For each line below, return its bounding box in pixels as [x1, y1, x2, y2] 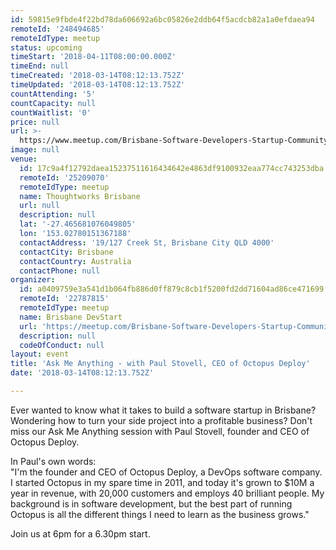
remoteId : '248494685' [10, 24, 105, 34]
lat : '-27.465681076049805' [19, 219, 137, 230]
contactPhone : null [19, 266, 101, 276]
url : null [19, 201, 60, 211]
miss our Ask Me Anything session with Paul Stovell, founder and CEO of [10, 425, 310, 437]
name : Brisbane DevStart [19, 312, 123, 322]
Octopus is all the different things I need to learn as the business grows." [10, 508, 310, 520]
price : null [10, 117, 60, 127]
